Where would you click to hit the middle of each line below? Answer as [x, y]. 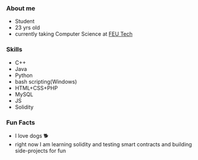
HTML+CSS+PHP [36, 88]
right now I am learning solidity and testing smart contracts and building [103, 144]
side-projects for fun [40, 150]
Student [25, 21]
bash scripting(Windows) [46, 81]
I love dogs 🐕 [32, 136]
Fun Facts [21, 122]
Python [24, 75]
